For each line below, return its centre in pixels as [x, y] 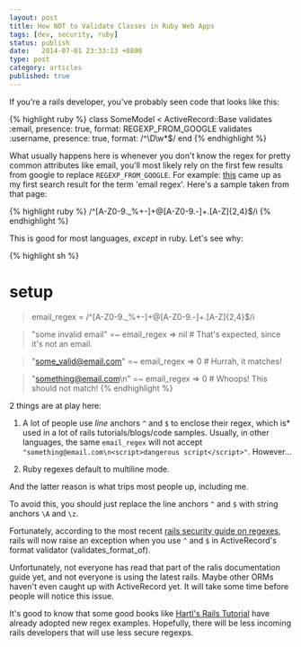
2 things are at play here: [55, 405]
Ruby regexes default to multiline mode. [96, 469]
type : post [30, 59]
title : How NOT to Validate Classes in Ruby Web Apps [112, 26]
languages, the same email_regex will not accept [112, 442]
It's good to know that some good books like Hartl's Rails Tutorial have [140, 613]
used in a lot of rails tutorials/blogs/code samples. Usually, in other [146, 432]
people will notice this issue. [62, 596]
